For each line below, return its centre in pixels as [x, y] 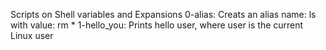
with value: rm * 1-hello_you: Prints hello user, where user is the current [157, 25]
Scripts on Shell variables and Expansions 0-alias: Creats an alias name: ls [163, 14]
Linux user [32, 35]
